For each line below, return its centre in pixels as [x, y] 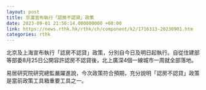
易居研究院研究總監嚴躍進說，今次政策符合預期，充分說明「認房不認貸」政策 [103, 73]
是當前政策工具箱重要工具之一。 [47, 81]
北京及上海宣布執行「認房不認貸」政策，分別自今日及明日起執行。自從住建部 [103, 53]
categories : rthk [29, 35]
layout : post [23, 12]
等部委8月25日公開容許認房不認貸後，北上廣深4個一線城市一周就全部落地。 [102, 60]
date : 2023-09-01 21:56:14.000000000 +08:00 [64, 23]
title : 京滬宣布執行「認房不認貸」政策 [50, 18]
